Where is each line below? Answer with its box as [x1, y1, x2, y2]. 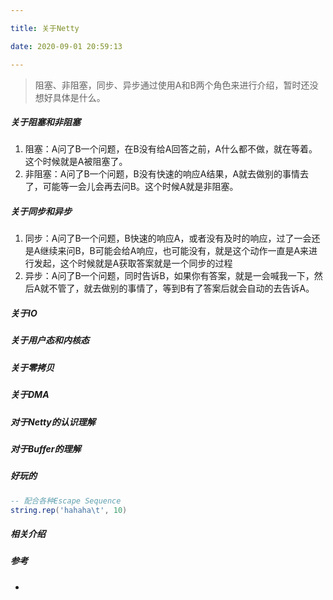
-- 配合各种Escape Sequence [10, 496, 122, 506]
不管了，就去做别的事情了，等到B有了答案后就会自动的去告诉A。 [48, 282, 315, 295]
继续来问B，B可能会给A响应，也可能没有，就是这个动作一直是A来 [39, 245, 310, 257]
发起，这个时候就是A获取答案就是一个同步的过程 [33, 257, 233, 270]
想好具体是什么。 [34, 91, 106, 103]
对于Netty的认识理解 [10, 416, 96, 428]
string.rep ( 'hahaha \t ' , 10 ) [10, 505, 128, 515]
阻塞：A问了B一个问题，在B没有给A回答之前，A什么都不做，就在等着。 [24, 143, 318, 155]
